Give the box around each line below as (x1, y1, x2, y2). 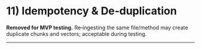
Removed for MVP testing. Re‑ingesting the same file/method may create (6, 24, 188, 31)
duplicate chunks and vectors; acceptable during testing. (6, 30, 147, 37)
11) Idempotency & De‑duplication (6, 4, 177, 18)
